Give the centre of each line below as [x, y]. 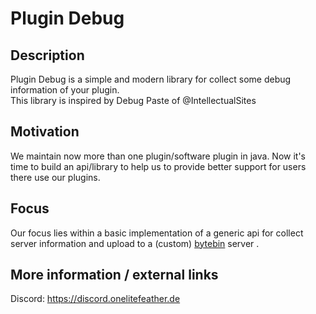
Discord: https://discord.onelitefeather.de [95, 299]
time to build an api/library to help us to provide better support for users [158, 166]
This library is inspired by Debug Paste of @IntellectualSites [133, 100]
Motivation [45, 132]
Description [47, 55]
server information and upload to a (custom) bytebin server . [135, 243]
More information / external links [114, 275]
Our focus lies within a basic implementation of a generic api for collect [157, 233]
